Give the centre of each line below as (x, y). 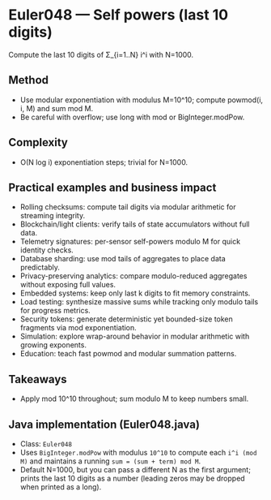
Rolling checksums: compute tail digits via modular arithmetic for (128, 207)
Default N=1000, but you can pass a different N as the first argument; (135, 470)
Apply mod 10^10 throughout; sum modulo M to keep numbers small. (134, 399)
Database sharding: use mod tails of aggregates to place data (123, 259)
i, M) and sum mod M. (57, 108)
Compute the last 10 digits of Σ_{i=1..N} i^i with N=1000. (101, 54)
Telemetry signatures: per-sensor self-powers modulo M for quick (130, 242)
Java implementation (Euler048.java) (104, 424)
